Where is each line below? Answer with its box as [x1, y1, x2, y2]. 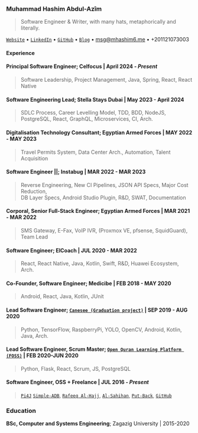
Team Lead [20, 233, 48, 240]
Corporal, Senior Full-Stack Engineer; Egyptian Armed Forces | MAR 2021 [6, 208, 190, 215]
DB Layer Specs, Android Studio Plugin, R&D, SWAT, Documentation [20, 194, 186, 201]
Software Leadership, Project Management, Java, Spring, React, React [20, 76, 193, 83]
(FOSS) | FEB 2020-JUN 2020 [6, 352, 79, 359]
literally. [20, 24, 40, 31]
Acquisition [20, 154, 48, 161]
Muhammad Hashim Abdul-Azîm [6, 5, 102, 13]
